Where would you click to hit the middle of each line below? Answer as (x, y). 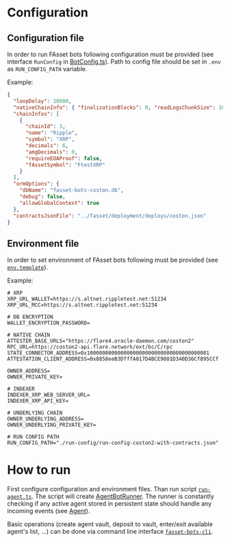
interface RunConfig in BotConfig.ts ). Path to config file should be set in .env (114, 62)
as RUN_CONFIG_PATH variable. (47, 69)
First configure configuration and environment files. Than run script (102, 489)
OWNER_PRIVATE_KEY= (35, 377)
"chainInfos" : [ (36, 114)
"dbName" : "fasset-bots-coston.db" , (72, 190)
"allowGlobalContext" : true (59, 203)
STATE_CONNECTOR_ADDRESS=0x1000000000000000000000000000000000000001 (108, 353)
